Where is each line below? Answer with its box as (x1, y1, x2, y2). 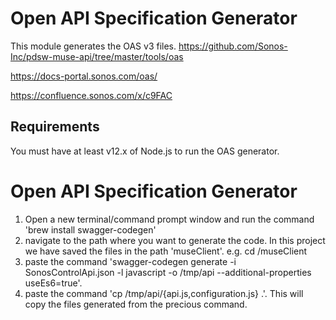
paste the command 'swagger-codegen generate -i (24, 255, 237, 267)
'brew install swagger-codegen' (24, 223, 157, 236)
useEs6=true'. (24, 277, 83, 289)
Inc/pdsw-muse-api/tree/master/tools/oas (10, 50, 184, 62)
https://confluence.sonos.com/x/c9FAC (10, 89, 173, 101)
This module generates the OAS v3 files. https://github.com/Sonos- (10, 40, 288, 52)
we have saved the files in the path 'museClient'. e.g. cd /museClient (24, 245, 308, 257)
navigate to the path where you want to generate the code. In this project (24, 234, 326, 246)
